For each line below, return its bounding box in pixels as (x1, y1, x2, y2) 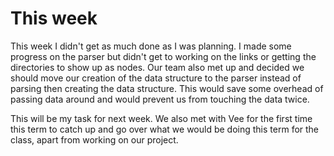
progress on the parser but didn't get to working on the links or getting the (10, 50, 317, 62)
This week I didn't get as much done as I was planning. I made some (10, 40, 292, 52)
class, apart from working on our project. (10, 133, 179, 146)
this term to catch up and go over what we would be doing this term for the (10, 123, 320, 135)
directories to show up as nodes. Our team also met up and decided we (10, 61, 305, 73)
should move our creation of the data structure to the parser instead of (10, 72, 302, 84)
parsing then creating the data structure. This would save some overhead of (10, 82, 324, 94)
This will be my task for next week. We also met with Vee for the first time (10, 112, 313, 124)
